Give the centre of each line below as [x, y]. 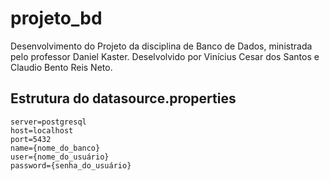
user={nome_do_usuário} [60, 157]
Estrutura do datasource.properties [123, 98]
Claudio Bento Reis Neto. [61, 67]
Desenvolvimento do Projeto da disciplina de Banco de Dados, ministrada [161, 46]
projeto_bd [56, 18]
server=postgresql [48, 122]
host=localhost [42, 130]
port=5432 [31, 139]
